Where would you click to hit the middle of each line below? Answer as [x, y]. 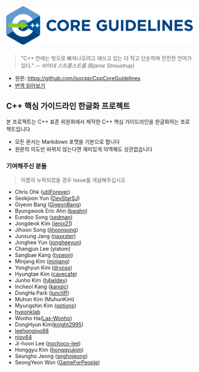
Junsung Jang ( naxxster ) [45, 236]
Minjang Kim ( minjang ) [42, 261]
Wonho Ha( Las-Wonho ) [43, 318]
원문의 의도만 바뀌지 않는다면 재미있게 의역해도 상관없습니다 [84, 149]
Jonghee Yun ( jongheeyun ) [48, 242]
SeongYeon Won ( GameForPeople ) [57, 362]
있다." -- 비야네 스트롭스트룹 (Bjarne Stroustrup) [78, 65]
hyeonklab [27, 311]
